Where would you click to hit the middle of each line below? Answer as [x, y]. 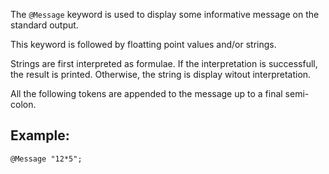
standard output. [44, 25]
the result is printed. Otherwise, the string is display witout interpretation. [161, 74]
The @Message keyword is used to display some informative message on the [165, 14]
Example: [40, 135]
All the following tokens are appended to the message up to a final [146, 93]
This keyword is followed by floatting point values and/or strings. [143, 44]
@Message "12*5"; [46, 159]
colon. [23, 104]
